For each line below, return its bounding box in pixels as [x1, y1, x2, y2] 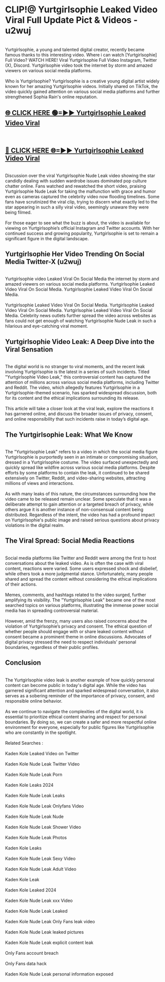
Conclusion [5, 659, 41, 667]
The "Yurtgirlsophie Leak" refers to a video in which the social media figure [5, 449, 158, 455]
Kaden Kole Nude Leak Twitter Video [5, 761, 80, 767]
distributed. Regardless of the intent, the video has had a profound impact [5, 512, 155, 517]
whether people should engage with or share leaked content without [5, 628, 144, 634]
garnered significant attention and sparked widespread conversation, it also [5, 687, 159, 693]
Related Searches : [5, 740, 43, 746]
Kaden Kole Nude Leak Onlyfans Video [5, 803, 84, 809]
